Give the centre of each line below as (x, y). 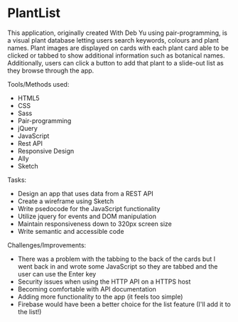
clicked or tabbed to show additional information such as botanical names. (116, 55)
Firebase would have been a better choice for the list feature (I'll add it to (124, 304)
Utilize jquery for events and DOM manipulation (87, 216)
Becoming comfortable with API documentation (87, 289)
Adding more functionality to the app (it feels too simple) (100, 296)
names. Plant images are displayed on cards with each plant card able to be (118, 48)
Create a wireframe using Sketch (66, 201)
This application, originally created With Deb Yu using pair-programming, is (117, 33)
